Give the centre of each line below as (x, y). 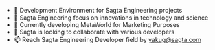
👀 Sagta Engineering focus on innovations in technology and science (111, 18)
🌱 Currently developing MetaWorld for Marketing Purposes (97, 25)
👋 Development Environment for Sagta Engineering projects (98, 10)
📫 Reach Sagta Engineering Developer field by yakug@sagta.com (107, 40)
